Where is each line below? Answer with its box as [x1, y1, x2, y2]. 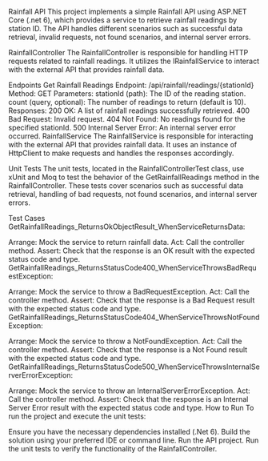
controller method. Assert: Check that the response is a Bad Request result [8, 295, 255, 305]
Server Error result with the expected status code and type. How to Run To [8, 403, 254, 412]
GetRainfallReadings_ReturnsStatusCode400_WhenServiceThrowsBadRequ [8, 263, 258, 272]
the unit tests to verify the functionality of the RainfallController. [8, 444, 218, 453]
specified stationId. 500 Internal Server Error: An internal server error [8, 123, 236, 132]
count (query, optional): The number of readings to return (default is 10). [8, 98, 246, 106]
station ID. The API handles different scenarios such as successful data [8, 24, 243, 33]
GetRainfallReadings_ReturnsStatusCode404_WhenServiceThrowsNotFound [8, 312, 260, 322]
